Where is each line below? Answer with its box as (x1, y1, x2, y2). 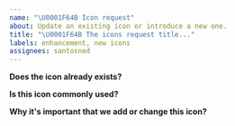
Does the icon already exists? (9, 71, 122, 82)
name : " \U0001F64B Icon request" (9, 13, 135, 22)
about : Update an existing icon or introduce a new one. (9, 22, 228, 31)
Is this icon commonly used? (9, 89, 119, 100)
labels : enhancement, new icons (9, 38, 131, 48)
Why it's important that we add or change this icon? (9, 106, 207, 117)
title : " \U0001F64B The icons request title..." (9, 30, 195, 39)
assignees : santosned (9, 47, 91, 56)
